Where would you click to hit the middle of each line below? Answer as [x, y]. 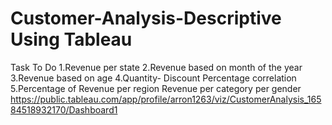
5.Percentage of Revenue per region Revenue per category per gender [156, 88]
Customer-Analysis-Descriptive [146, 18]
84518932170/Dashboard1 [64, 109]
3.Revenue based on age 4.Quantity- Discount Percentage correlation [153, 78]
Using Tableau [71, 39]
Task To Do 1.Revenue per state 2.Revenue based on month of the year [156, 67]
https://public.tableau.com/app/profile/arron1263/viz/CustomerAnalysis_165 [166, 99]
